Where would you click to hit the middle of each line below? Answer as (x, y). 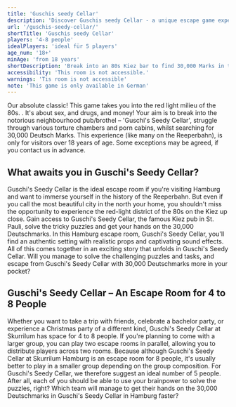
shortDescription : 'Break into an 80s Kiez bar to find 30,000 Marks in (116, 66)
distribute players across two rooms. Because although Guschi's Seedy (111, 351)
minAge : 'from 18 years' (44, 60)
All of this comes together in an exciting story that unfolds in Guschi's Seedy (118, 249)
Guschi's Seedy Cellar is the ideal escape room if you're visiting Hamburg (114, 189)
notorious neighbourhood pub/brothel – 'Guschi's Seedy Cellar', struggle (112, 121)
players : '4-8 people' (40, 40)
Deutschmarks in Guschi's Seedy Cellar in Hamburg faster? (93, 395)
